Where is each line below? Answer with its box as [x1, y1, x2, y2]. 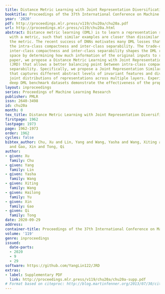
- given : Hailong [5, 190, 41, 195]
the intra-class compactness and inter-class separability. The [9, 44, 144, 49]
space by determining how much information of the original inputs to [9, 53, 157, 58]
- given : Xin [5, 199, 32, 204]
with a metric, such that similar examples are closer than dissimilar [9, 35, 160, 40]
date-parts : [9, 245, 34, 250]
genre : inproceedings [5, 235, 50, 241]
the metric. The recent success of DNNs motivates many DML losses [9, 39, 151, 44]
